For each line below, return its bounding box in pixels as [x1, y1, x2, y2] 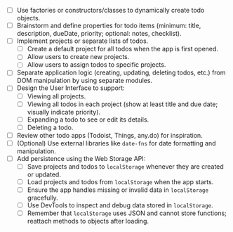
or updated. [27, 170, 61, 179]
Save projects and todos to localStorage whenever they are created [27, 162, 224, 171]
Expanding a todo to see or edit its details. [27, 115, 149, 124]
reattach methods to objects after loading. [27, 217, 149, 226]
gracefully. [27, 193, 59, 202]
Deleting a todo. [27, 123, 74, 131]
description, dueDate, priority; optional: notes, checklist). [16, 30, 182, 38]
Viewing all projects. [27, 91, 86, 101]
